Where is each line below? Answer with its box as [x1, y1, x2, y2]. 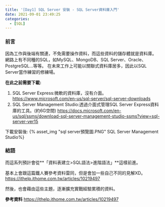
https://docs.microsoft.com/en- [57, 107, 122, 114]
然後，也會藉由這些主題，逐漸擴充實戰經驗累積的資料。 [5, 186, 118, 192]
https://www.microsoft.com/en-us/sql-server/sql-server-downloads [12, 95, 151, 101]
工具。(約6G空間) [21, 107, 57, 114]
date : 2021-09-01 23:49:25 [5, 12, 61, 17]
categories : [5, 16, 30, 21]
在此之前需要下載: [5, 80, 41, 85]
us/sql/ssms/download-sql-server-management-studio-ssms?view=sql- [12, 113, 160, 119]
